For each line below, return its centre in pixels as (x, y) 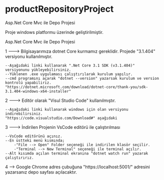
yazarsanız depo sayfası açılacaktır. (41, 172)
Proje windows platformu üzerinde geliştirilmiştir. (54, 32)
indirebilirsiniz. (24, 114)
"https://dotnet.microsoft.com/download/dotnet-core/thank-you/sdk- (77, 87)
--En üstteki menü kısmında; (35, 140)
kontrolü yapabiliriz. (28, 83)
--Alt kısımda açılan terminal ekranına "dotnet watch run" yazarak (77, 153)
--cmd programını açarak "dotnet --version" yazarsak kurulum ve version (82, 78)
